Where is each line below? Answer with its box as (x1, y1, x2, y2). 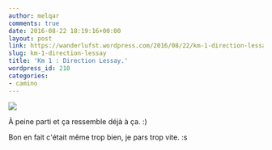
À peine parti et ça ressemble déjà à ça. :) (8, 116, 147, 126)
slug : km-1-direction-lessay (8, 49, 107, 57)
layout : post (8, 34, 53, 43)
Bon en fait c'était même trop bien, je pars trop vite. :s (8, 132, 188, 142)
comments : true (8, 19, 60, 27)
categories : (8, 72, 49, 80)
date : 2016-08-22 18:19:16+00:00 (8, 27, 121, 35)
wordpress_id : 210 (8, 65, 70, 73)
